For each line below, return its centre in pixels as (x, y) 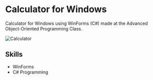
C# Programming (30, 72)
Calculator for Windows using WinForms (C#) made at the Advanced (76, 23)
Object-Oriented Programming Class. (44, 28)
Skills (14, 54)
